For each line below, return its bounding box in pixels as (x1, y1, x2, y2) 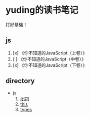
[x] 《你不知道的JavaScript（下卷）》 (12, 62, 87, 68)
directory (5, 77, 35, 85)
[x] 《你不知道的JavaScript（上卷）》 (12, 50, 87, 56)
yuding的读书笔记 (5, 4, 79, 16)
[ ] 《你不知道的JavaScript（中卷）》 (12, 56, 86, 62)
